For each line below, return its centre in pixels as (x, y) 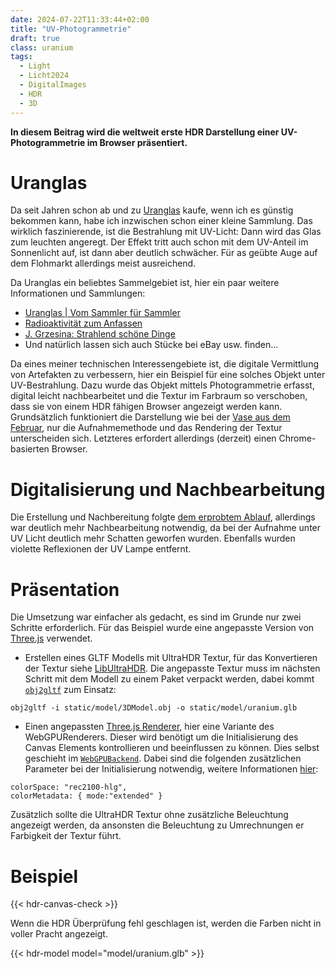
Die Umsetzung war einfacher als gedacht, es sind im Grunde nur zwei (156, 617)
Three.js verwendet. (51, 638)
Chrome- (297, 438)
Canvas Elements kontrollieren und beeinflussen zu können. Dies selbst (172, 748)
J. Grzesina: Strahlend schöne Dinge (100, 334)
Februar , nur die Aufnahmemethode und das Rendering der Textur (146, 428)
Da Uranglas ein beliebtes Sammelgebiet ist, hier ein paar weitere (145, 283)
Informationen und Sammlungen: (78, 293)
